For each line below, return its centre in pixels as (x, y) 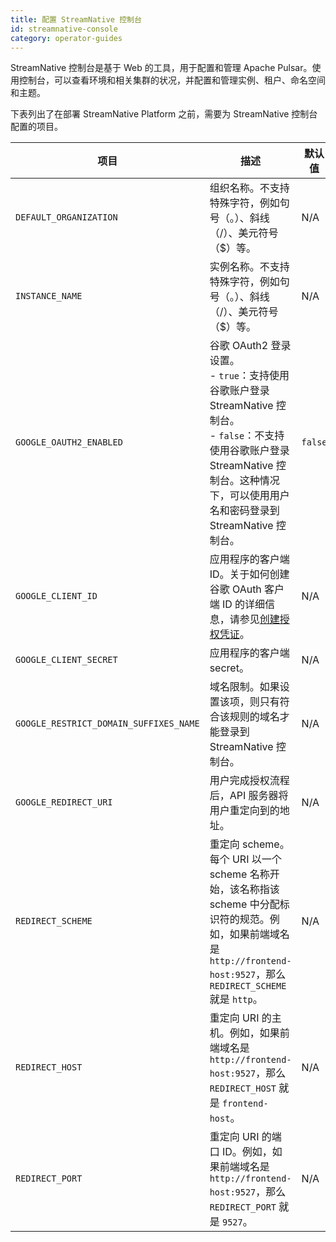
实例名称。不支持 (249, 267)
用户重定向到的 (244, 811)
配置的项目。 (36, 127)
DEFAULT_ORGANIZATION (66, 217)
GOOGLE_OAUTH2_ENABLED (69, 442)
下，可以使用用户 (249, 496)
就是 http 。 (236, 999)
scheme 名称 (239, 874)
